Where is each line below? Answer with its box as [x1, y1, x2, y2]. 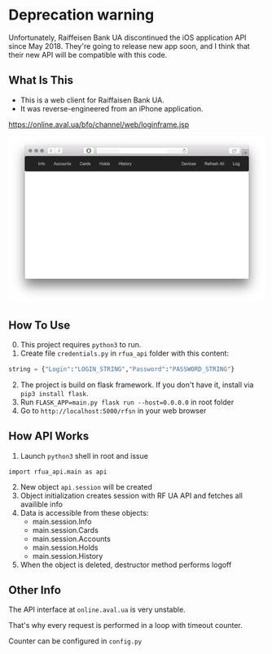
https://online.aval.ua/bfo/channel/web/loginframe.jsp [8, 120, 190, 129]
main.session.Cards [32, 525, 99, 534]
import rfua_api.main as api [8, 468, 107, 476]
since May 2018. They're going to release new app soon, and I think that [8, 41, 250, 50]
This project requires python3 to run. [20, 339, 142, 349]
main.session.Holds [32, 543, 99, 552]
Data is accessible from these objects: [20, 508, 149, 517]
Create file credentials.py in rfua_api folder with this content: [20, 348, 230, 358]
